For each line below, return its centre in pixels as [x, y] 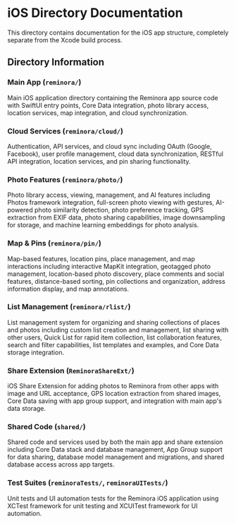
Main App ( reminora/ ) [44, 83]
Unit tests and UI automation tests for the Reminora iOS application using [113, 498]
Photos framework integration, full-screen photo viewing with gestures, [111, 203]
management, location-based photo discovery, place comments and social [116, 274]
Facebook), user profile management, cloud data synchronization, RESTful [116, 154]
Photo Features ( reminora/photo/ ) [65, 179]
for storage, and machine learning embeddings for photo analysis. [103, 225]
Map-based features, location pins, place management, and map [101, 258]
